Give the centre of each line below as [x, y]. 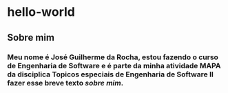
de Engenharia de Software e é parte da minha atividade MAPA [114, 65]
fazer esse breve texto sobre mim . [65, 83]
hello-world [41, 12]
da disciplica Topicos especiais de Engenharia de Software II [110, 74]
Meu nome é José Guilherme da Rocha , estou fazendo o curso [113, 57]
